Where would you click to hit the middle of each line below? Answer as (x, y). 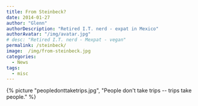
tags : (13, 68)
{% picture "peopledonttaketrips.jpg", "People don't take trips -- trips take (99, 90)
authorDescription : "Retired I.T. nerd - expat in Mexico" (83, 29)
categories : (21, 57)
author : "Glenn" (27, 23)
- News (20, 62)
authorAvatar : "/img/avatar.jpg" (49, 34)
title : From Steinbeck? (36, 12)
